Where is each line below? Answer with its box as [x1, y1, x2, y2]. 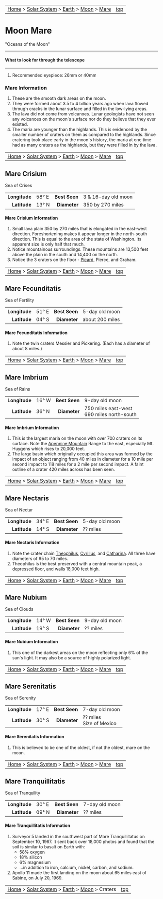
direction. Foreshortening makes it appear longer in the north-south [12, 231, 147, 237]
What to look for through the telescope [5, 57, 85, 63]
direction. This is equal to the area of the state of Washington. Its [12, 236, 142, 242]
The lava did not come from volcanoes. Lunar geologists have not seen [12, 111, 154, 117]
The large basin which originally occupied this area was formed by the [12, 451, 153, 457]
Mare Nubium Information [5, 638, 58, 644]
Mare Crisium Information [5, 215, 58, 221]
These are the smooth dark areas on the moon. [12, 95, 106, 101]
